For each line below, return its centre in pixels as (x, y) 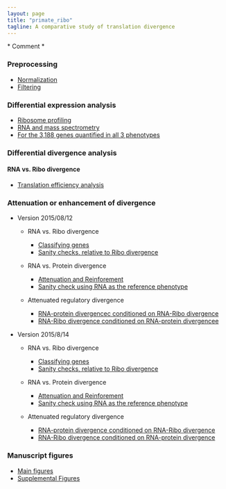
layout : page (26, 14)
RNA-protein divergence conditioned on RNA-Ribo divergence (127, 430)
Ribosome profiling (44, 120)
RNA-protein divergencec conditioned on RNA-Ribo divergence (128, 314)
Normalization (37, 79)
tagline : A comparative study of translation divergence (91, 26)
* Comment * (26, 47)
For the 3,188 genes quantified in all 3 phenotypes (89, 135)
